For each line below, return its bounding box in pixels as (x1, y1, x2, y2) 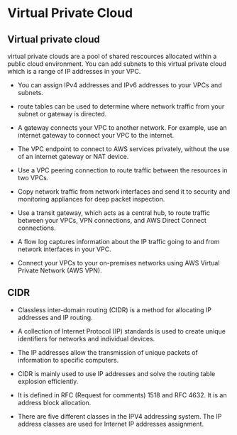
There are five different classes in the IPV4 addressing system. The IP (17, 412, 222, 420)
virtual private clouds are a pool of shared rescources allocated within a (7, 52, 217, 60)
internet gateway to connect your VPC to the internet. (17, 131, 175, 139)
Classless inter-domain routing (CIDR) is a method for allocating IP (17, 305, 211, 314)
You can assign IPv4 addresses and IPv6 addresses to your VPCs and (17, 81, 222, 89)
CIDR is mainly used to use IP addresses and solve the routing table (17, 369, 216, 378)
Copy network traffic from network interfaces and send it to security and (17, 187, 231, 196)
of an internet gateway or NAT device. (17, 153, 129, 160)
